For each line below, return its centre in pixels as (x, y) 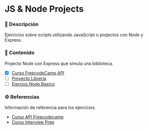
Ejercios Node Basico (33, 84)
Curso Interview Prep (33, 122)
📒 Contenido (20, 53)
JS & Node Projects (44, 9)
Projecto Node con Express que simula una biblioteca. (59, 63)
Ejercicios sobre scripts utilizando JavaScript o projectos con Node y (74, 35)
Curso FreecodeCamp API (38, 73)
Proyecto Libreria (29, 78)
